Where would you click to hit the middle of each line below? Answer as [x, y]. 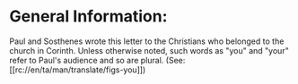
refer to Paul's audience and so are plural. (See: [97, 60]
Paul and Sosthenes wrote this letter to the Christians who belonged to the [147, 41]
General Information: [88, 17]
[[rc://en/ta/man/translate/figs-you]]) [78, 70]
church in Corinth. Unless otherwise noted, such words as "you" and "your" [149, 50]
